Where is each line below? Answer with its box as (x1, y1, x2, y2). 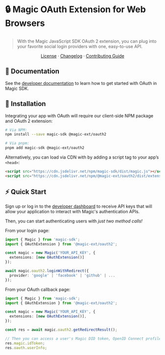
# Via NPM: (5, 127, 27, 133)
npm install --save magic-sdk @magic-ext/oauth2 (5, 132, 107, 137)
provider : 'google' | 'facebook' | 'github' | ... (9, 273, 115, 278)
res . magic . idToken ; (5, 341, 45, 346)
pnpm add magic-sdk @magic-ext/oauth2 (5, 145, 84, 150)
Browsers (5, 18, 45, 29)
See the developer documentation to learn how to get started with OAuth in (5, 80, 157, 86)
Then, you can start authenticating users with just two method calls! (5, 218, 143, 224)
